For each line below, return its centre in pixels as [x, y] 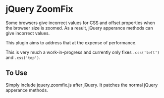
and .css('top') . [23, 57]
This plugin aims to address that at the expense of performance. [71, 42]
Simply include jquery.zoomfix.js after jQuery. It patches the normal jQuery [82, 85]
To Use [17, 73]
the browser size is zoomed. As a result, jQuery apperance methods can [79, 28]
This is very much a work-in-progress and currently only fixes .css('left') [83, 52]
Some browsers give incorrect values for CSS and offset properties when [80, 23]
